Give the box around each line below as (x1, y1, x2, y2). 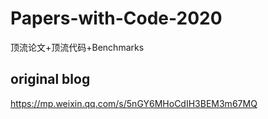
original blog (10, 71, 91, 88)
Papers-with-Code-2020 (10, 7, 223, 30)
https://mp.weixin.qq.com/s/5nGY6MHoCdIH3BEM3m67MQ (10, 97, 258, 109)
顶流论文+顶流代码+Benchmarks (10, 41, 145, 53)
